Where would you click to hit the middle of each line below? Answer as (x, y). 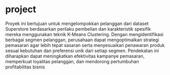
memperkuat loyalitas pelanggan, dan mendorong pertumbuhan (72, 61)
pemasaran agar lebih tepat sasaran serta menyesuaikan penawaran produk (85, 45)
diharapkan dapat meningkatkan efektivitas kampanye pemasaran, (75, 56)
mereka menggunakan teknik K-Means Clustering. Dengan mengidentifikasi (84, 34)
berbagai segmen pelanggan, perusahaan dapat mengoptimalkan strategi (82, 40)
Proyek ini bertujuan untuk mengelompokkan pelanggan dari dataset (77, 23)
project (21, 9)
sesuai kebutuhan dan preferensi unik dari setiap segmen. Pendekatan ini (82, 51)
